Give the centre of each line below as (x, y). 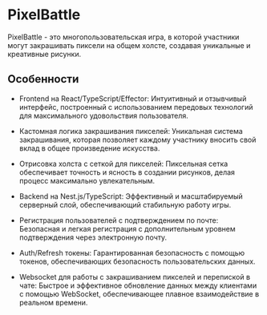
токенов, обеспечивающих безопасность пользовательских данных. (137, 261)
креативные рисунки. (44, 54)
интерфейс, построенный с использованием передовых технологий (136, 107)
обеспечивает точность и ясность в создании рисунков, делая (127, 172)
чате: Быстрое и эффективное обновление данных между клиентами (138, 285)
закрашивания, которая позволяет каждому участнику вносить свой (138, 139)
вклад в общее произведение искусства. (89, 148)
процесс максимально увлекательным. (87, 180)
